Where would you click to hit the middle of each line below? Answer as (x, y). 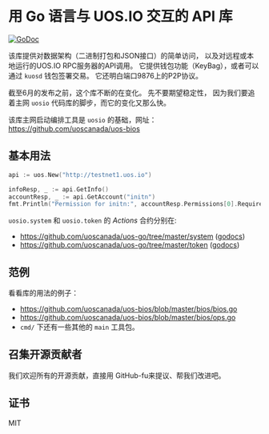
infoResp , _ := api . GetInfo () (59, 189)
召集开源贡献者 (45, 354)
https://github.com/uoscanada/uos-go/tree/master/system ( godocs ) (132, 236)
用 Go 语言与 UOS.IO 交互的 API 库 (121, 16)
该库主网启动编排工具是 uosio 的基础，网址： (82, 119)
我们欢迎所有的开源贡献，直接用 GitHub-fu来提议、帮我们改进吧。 (117, 375)
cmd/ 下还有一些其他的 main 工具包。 (79, 327)
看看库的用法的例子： (43, 293)
